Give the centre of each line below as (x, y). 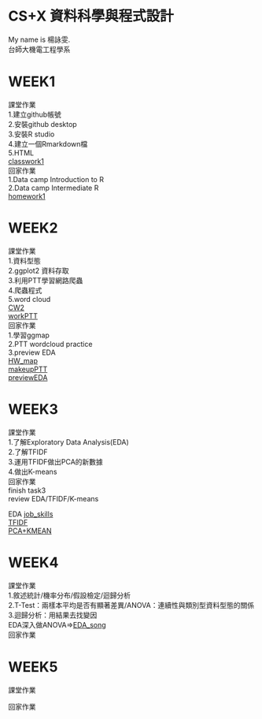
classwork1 (26, 161)
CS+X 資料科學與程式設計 (91, 16)
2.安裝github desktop (42, 124)
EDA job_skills (31, 514)
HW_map (23, 360)
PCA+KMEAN (30, 531)
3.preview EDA (32, 352)
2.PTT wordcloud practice (50, 344)
